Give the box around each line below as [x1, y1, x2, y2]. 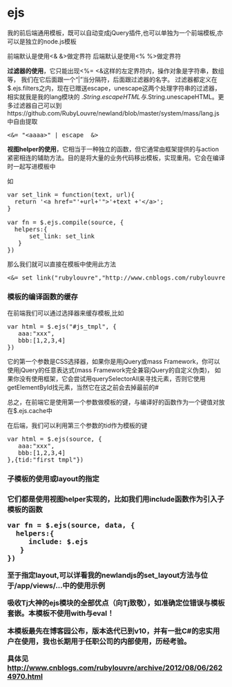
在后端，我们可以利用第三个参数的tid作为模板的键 [7, 421, 148, 430]
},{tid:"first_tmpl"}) [7, 456, 84, 464]
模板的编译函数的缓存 [7, 292, 78, 302]
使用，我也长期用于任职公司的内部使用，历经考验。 [21, 636, 191, 646]
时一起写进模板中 [7, 162, 56, 170]
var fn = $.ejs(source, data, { [7, 521, 135, 530]
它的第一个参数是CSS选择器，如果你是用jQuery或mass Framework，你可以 [7, 358, 220, 366]
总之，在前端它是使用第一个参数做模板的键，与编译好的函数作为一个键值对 [7, 398, 219, 406]
